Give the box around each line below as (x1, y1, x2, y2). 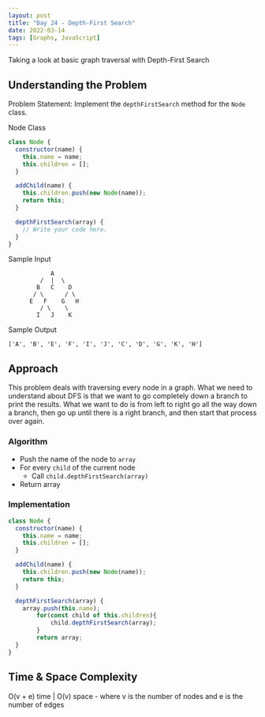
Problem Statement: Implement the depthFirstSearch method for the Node (8, 100, 246, 109)
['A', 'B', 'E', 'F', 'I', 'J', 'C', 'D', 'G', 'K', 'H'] (8, 341, 203, 349)
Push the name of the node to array (19, 454, 136, 463)
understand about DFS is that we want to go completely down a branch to (8, 391, 248, 401)
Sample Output (8, 325, 58, 334)
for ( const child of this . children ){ (36, 612, 157, 620)
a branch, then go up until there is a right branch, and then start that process (8, 408, 257, 417)
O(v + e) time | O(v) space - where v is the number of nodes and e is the (8, 691, 243, 700)
